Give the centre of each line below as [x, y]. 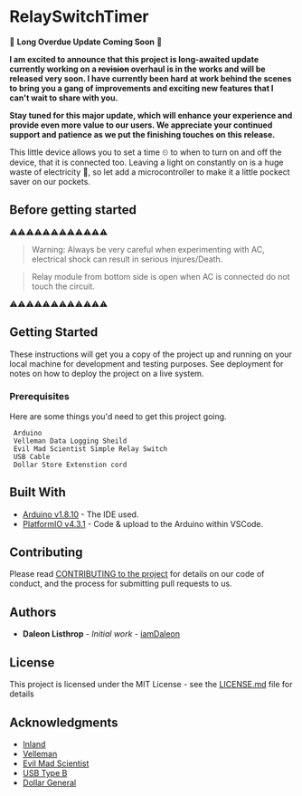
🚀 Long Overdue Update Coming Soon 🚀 [86, 42]
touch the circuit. [63, 286]
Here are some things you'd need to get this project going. [118, 416]
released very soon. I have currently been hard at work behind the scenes [151, 78]
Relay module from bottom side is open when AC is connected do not [161, 276]
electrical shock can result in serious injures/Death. [127, 259]
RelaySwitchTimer [79, 17]
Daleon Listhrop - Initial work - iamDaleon [101, 634]
